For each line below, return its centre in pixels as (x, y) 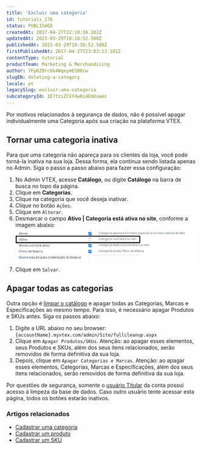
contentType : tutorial (35, 58)
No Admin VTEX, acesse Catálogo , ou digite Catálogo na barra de (98, 179)
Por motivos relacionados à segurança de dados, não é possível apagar (96, 115)
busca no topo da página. (47, 186)
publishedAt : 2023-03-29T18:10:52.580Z (57, 45)
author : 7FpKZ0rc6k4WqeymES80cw (47, 71)
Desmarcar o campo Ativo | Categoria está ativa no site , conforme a (101, 218)
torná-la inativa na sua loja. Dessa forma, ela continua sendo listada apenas (101, 161)
